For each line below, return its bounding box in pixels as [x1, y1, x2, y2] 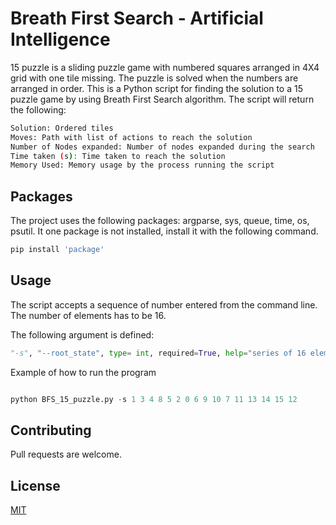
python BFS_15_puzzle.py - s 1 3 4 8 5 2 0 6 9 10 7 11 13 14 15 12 [10, 394, 298, 404]
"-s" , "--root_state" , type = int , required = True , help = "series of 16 [10, 348, 307, 358]
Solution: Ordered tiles [10, 123, 114, 133]
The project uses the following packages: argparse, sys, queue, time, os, [10, 215, 310, 227]
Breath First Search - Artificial [10, 7, 264, 30]
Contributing [10, 422, 92, 439]
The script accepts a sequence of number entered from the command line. [10, 298, 318, 311]
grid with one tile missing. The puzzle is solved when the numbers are [10, 72, 299, 84]
